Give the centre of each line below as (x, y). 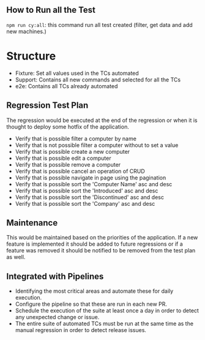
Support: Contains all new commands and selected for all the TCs (98, 80)
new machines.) (27, 31)
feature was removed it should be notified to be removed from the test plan (101, 251)
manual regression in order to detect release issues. (81, 330)
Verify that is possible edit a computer (63, 158)
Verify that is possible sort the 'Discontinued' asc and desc (89, 197)
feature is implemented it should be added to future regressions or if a (95, 244)
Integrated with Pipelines (55, 276)
